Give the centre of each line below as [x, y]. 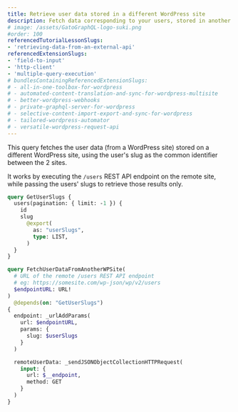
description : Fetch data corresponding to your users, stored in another [119, 21]
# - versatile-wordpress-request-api [63, 127]
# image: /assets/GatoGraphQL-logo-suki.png [74, 27]
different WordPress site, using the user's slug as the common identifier [113, 155]
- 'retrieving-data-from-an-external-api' [71, 47]
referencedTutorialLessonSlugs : [55, 41]
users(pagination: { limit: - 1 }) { [68, 204]
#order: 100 [25, 34]
